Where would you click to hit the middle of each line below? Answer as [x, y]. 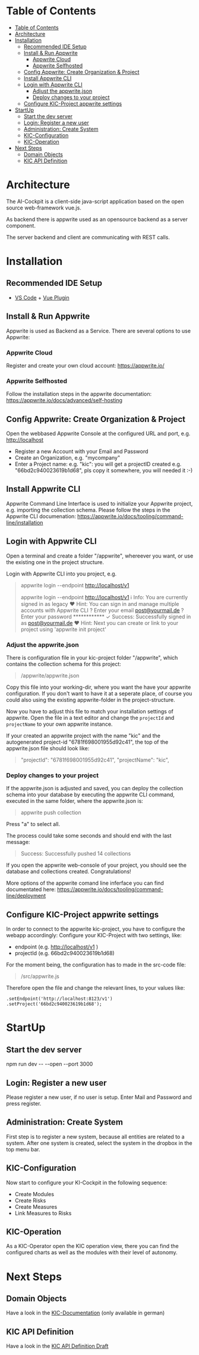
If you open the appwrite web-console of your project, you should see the [97, 865]
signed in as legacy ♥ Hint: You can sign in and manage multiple [100, 603]
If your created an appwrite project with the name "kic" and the [83, 736]
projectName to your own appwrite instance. [59, 724]
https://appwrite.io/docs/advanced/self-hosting [64, 401]
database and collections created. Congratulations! [69, 871]
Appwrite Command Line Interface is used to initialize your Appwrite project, [99, 503]
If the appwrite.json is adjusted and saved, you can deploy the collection [95, 789]
